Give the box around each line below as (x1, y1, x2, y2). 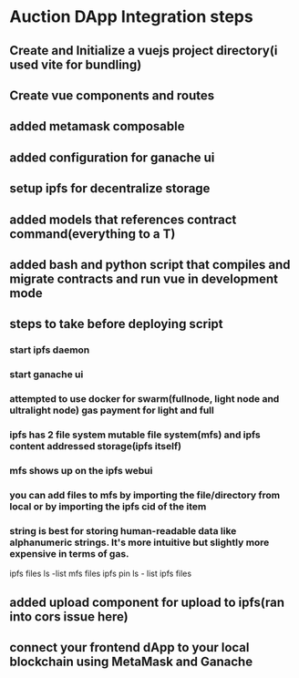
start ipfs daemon (9, 344, 90, 356)
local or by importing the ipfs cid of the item (9, 499, 207, 512)
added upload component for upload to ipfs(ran (9, 594, 285, 610)
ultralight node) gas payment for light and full (9, 404, 214, 416)
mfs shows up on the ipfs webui (9, 464, 153, 477)
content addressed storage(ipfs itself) (9, 440, 182, 452)
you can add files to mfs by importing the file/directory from (9, 488, 281, 501)
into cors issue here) (9, 609, 129, 624)
